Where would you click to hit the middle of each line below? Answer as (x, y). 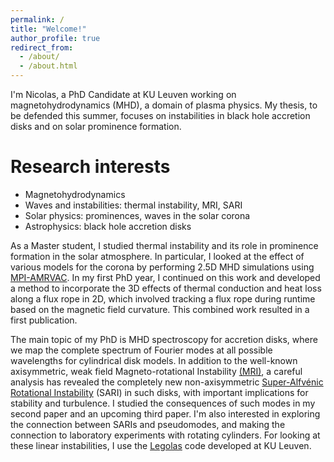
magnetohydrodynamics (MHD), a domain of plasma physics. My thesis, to (164, 105)
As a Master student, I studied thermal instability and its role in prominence (164, 245)
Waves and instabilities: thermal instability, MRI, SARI (133, 205)
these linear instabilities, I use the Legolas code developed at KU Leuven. (161, 445)
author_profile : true (55, 38)
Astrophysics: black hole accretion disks (108, 226)
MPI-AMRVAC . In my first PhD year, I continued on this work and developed (165, 277)
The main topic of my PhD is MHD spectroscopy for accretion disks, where (164, 339)
